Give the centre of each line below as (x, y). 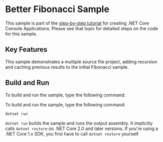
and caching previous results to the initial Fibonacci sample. (67, 67)
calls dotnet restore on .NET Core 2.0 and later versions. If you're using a (82, 128)
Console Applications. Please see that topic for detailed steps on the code (82, 28)
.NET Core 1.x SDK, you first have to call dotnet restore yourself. (72, 133)
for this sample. (21, 34)
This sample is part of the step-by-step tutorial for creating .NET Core (77, 23)
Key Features (26, 49)
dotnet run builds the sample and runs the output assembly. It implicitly (79, 123)
